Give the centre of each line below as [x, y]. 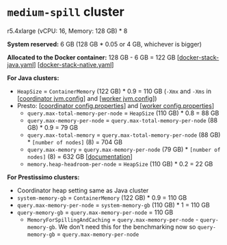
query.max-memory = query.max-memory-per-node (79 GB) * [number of [124, 149]
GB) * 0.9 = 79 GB [53, 127]
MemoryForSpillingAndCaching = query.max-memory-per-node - [113, 219]
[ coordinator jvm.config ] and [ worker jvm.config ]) [87, 98]
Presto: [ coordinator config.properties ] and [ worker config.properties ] [116, 105]
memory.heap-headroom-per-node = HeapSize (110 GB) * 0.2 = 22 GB [120, 164]
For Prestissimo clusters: [43, 177]
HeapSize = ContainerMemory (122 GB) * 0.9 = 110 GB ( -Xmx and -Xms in [114, 91]
